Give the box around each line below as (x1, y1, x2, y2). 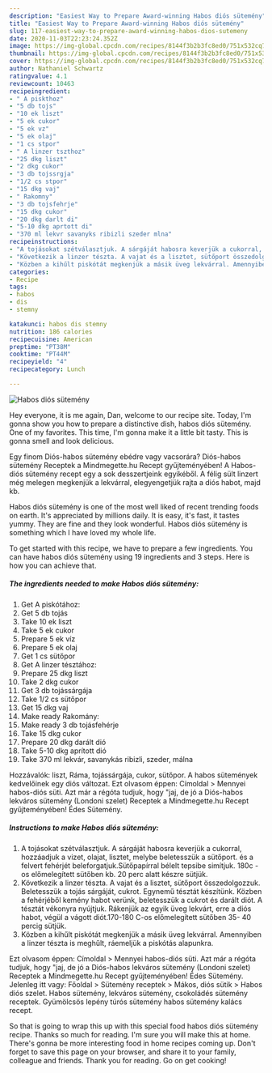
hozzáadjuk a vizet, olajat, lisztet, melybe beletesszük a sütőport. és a (20, 852, 253, 862)
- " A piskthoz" (9, 95, 64, 103)
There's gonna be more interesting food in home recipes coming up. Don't (9, 1038, 256, 1048)
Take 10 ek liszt (20, 616, 72, 626)
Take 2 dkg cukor (20, 677, 79, 687)
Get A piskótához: (20, 599, 81, 609)
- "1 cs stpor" (9, 139, 61, 148)
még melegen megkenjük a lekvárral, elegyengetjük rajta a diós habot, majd (9, 477, 261, 487)
